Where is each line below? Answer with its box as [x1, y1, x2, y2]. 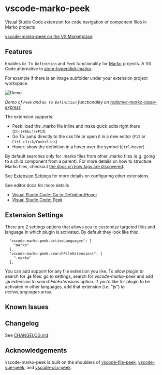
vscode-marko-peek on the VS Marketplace [5, 34, 93, 39]
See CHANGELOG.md [5, 332, 48, 338]
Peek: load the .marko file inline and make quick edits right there [12, 123, 140, 129]
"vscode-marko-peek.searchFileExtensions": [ [9, 251, 103, 256]
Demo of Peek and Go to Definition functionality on [5, 99, 109, 105]
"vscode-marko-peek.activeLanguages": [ [9, 239, 92, 243]
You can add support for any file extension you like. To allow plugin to [5, 268, 144, 274]
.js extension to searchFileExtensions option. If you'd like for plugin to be [5, 278, 150, 284]
